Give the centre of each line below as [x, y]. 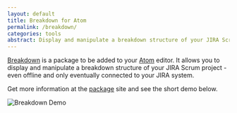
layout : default [31, 14]
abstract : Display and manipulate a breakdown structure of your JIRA [113, 40]
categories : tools [34, 34]
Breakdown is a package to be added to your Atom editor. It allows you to [114, 60]
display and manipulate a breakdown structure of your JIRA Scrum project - [117, 68]
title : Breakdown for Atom [47, 20]
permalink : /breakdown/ [42, 27]
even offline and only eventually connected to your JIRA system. [101, 76]
